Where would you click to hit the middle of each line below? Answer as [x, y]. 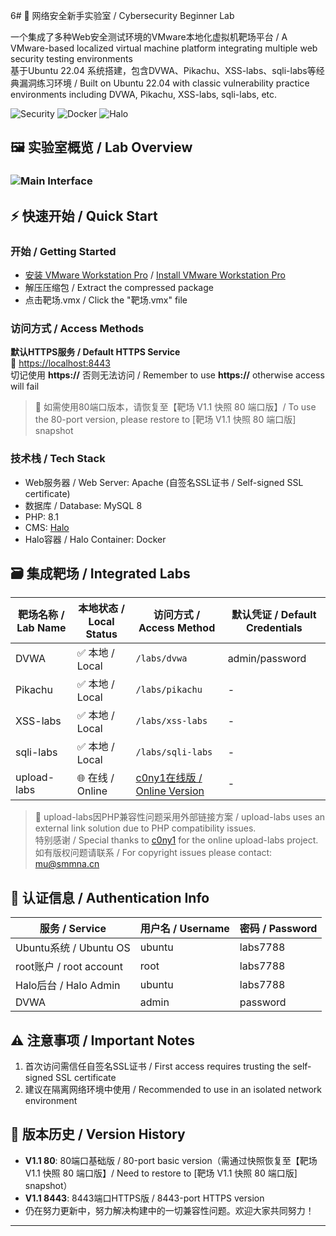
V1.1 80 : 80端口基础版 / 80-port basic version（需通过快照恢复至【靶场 [171, 1160]
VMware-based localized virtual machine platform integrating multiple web [164, 48]
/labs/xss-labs [171, 721]
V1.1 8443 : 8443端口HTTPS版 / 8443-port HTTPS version [144, 1198]
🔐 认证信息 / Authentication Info [110, 897]
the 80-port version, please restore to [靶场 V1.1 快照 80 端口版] [165, 420]
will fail [25, 386]
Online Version [170, 791]
